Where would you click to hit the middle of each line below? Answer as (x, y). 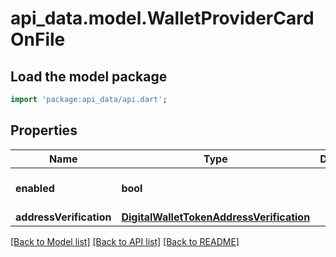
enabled (35, 188)
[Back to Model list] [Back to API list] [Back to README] (125, 241)
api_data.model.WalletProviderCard (162, 18)
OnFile (38, 39)
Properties (44, 130)
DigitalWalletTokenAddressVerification (216, 217)
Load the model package (89, 76)
